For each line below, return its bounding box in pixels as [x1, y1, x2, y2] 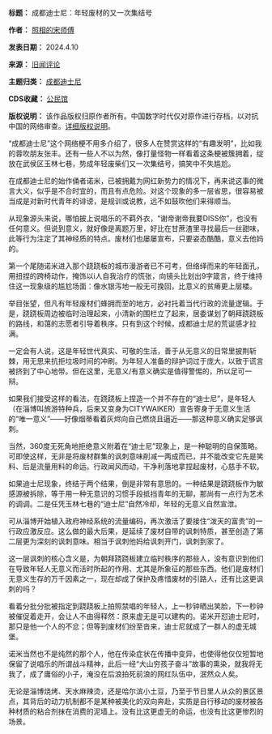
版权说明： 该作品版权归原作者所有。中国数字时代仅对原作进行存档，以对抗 [8, 111, 259, 121]
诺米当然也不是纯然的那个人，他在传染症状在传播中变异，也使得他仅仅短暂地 [8, 649, 264, 659]
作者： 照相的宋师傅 [8, 25, 74, 35]
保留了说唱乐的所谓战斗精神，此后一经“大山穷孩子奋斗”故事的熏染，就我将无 [8, 659, 263, 668]
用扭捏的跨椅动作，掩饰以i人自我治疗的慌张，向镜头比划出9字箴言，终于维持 [8, 271, 263, 280]
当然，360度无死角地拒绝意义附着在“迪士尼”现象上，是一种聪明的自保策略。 [8, 442, 262, 450]
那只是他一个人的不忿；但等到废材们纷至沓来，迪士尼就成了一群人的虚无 [8, 621, 249, 631]
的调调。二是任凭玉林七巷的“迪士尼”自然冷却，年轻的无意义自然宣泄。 [8, 499, 242, 509]
